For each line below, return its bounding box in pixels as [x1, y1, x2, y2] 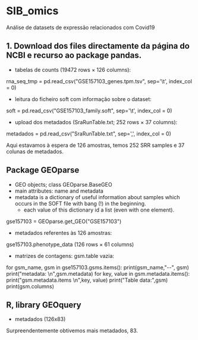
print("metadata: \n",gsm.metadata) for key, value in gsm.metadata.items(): [6, 270, 190, 277]
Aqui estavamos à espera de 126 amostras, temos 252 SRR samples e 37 [6, 141, 185, 149]
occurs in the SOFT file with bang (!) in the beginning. [14, 200, 146, 207]
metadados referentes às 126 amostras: [14, 229, 112, 236]
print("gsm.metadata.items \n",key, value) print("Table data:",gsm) [6, 276, 168, 284]
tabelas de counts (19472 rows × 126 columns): [14, 66, 131, 73]
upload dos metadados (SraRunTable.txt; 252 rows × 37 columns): [14, 118, 178, 125]
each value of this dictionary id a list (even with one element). [23, 206, 174, 213]
